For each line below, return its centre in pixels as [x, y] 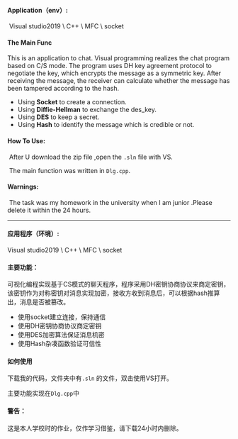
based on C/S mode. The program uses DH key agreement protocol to [110, 66]
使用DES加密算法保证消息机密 [61, 335]
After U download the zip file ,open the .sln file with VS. [91, 157]
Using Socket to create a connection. [72, 102]
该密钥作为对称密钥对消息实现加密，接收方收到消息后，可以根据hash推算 [114, 293]
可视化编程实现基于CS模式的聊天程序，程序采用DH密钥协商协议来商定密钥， [119, 284]
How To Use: [27, 141]
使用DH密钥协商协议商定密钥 [59, 326]
